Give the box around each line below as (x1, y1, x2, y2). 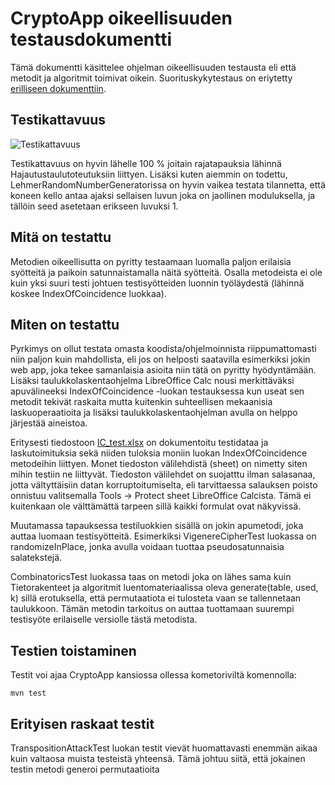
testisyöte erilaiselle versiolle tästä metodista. (10, 613, 198, 626)
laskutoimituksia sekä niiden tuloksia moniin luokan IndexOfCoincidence (10, 447, 308, 459)
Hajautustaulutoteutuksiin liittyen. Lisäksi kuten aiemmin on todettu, (10, 168, 288, 180)
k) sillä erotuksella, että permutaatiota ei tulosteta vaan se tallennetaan (10, 592, 302, 604)
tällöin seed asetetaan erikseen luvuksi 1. (10, 200, 179, 212)
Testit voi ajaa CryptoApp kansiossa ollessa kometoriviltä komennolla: (10, 669, 297, 681)
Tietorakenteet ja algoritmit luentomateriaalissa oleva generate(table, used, (10, 582, 319, 594)
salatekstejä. (10, 552, 63, 564)
